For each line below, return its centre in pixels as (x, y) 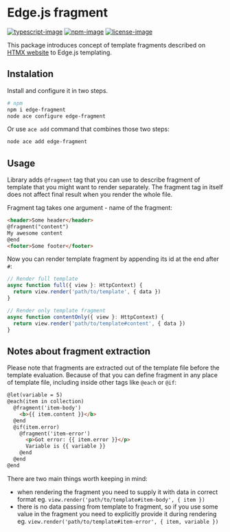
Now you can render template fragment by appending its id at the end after (113, 259)
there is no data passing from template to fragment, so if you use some (117, 507)
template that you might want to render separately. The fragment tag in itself (115, 187)
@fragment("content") (38, 226)
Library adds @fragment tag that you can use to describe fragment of (104, 180)
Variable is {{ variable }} (66, 446)
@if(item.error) (36, 427)
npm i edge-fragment (37, 109)
